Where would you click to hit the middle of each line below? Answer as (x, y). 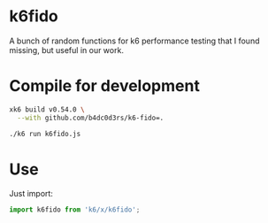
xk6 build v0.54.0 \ (47, 109)
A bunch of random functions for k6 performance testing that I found (134, 41)
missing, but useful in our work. (66, 50)
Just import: (31, 194)
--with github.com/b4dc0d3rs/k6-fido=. (91, 118)
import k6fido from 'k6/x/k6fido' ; (75, 210)
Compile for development (105, 86)
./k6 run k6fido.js (45, 134)
